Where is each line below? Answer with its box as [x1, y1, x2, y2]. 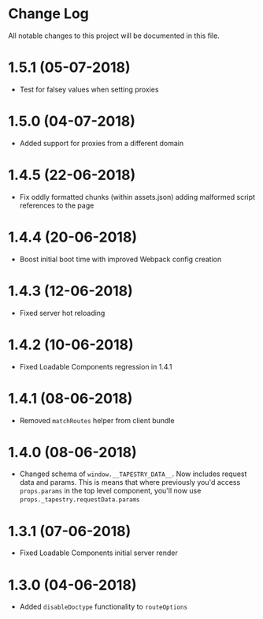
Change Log [8, 5, 89, 23]
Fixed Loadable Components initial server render [19, 548, 179, 557]
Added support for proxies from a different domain [19, 138, 183, 148]
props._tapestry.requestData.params [19, 496, 140, 504]
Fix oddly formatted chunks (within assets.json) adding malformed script [19, 192, 256, 201]
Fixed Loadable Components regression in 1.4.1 [19, 362, 172, 371]
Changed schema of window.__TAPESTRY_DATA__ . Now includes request [19, 469, 247, 478]
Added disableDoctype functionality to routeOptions [19, 602, 187, 612]
